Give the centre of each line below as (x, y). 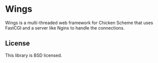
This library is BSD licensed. (34, 55)
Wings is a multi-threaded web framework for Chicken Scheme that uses (79, 23)
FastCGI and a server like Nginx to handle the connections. (65, 28)
